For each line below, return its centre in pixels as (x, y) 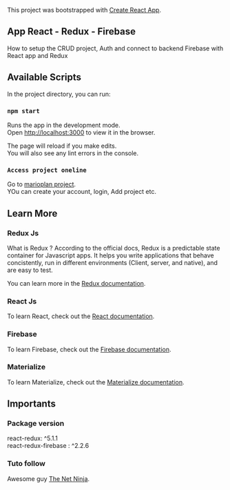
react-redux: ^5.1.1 (33, 438)
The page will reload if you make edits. (62, 146)
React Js (22, 301)
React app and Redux (38, 55)
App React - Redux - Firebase (72, 31)
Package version (36, 424)
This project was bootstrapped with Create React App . (84, 10)
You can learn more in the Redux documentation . (76, 283)
